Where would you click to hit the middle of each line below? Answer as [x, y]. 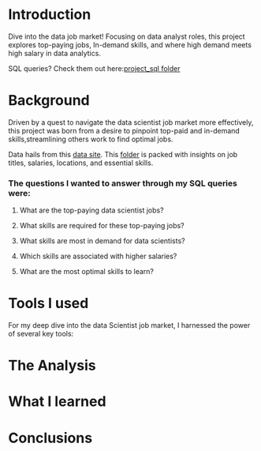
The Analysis [52, 366]
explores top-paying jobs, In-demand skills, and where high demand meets [130, 44]
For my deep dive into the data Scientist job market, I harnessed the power [129, 325]
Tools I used [48, 304]
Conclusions [50, 438]
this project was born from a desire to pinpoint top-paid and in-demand [124, 130]
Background [49, 101]
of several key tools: [41, 334]
